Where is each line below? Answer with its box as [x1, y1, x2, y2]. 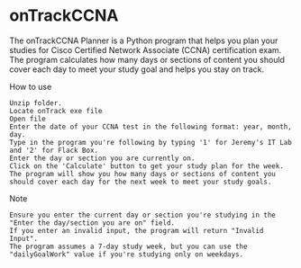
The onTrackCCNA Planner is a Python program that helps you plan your [9, 35, 278, 46]
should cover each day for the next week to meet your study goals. [9, 177, 272, 186]
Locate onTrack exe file [9, 106, 103, 115]
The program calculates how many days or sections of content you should [9, 54, 286, 65]
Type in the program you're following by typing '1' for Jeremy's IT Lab [9, 138, 293, 147]
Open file [9, 114, 47, 123]
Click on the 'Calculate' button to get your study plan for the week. [9, 161, 284, 171]
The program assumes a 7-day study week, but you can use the [9, 242, 248, 251]
